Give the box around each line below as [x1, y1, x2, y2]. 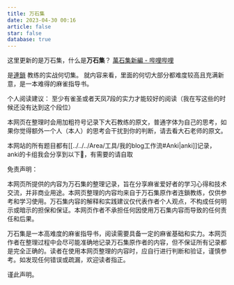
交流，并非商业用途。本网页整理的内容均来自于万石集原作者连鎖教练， [7, 189, 209, 197]
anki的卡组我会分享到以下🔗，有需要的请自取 [7, 151, 134, 159]
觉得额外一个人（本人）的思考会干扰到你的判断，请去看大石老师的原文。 [19, 127, 227, 135]
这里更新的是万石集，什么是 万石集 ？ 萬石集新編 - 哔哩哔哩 [7, 56, 174, 65]
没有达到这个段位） [19, 103, 75, 111]
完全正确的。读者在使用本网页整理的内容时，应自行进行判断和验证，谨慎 [13, 247, 221, 255]
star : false [7, 29, 42, 37]
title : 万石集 [7, 10, 45, 17]
